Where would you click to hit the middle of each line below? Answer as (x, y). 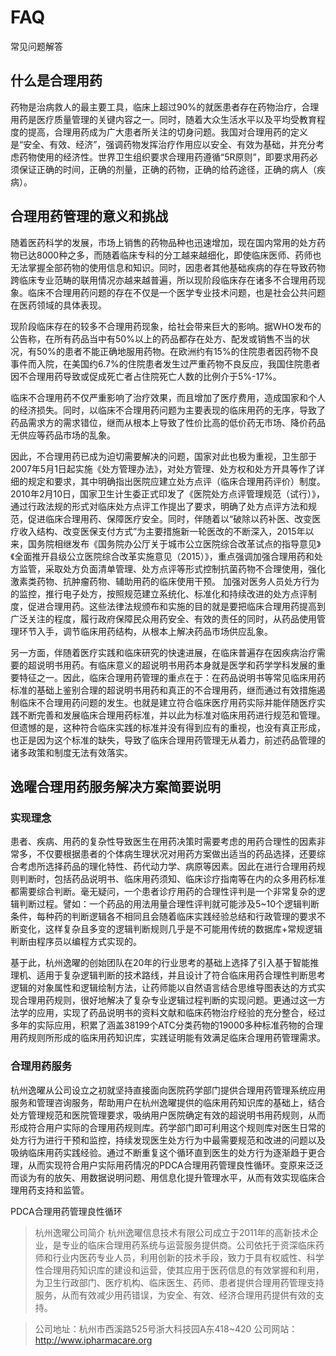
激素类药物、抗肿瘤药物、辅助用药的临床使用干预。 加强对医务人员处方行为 (165, 581)
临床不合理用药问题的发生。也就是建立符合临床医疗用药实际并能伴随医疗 (167, 702)
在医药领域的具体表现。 (58, 305)
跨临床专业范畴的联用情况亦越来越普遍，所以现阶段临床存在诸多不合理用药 (163, 280)
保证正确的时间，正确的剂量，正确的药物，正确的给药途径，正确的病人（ (167, 169)
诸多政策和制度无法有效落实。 (71, 752)
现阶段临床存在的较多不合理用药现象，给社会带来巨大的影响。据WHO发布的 (166, 326)
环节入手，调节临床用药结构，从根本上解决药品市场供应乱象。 (145, 631)
